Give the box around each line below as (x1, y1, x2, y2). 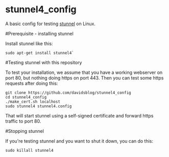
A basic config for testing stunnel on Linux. (5, 21, 96, 27)
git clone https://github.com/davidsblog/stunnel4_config (5, 90, 131, 95)
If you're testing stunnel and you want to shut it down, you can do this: (5, 138, 154, 144)
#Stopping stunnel (5, 128, 44, 134)
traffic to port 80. (5, 118, 41, 124)
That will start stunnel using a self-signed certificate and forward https (5, 112, 154, 119)
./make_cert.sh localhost (5, 99, 60, 104)
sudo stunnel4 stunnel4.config (5, 104, 72, 109)
